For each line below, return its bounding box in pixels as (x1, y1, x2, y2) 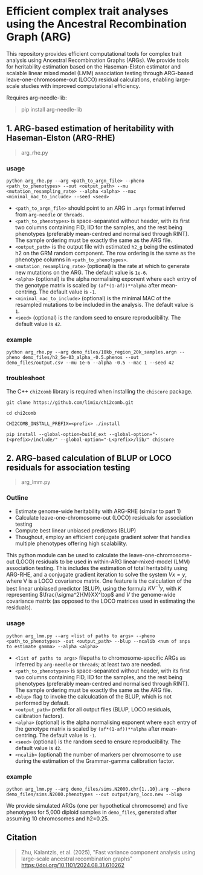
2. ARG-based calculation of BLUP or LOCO (6, 453, 172, 463)
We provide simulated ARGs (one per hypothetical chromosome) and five (6, 802, 188, 809)
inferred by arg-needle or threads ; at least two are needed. (14, 660, 162, 668)
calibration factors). (14, 712, 65, 719)
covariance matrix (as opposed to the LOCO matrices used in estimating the (6, 597, 195, 605)
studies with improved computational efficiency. (21, 82, 140, 89)
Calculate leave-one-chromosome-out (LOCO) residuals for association (14, 514, 193, 521)
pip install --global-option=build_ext (6, 431, 107, 437)
